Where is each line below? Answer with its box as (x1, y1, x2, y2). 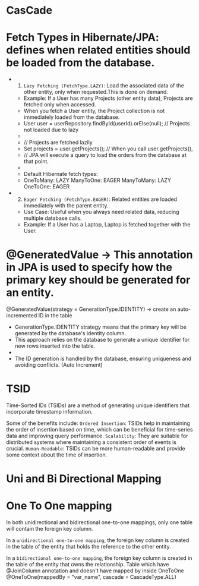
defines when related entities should (6, 43, 191, 57)
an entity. (6, 286, 55, 300)
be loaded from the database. (6, 56, 155, 70)
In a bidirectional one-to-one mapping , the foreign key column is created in (6, 555, 192, 562)
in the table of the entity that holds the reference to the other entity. (6, 543, 171, 550)
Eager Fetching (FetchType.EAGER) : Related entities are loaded (23, 196, 177, 203)
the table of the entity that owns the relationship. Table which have (6, 561, 169, 568)
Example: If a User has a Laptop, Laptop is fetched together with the (23, 221, 191, 228)
